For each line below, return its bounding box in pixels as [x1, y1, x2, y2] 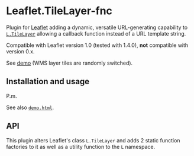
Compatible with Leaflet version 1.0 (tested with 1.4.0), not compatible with [6, 42, 189, 49]
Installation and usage [6, 77, 90, 87]
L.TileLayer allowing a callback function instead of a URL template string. [6, 30, 186, 37]
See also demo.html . [6, 104, 54, 111]
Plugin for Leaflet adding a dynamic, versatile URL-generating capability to [6, 24, 188, 31]
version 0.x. [6, 47, 35, 55]
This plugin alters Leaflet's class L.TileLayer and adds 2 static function [6, 136, 180, 144]
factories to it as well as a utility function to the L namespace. [6, 143, 156, 150]
